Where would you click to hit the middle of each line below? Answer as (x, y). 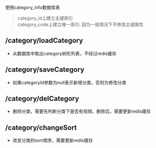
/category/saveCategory (45, 70)
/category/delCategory (42, 99)
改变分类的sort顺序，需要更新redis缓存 (53, 140)
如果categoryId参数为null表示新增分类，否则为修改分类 (69, 82)
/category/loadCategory (44, 41)
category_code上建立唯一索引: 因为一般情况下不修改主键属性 (81, 24)
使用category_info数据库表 (33, 7)
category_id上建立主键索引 (45, 18)
